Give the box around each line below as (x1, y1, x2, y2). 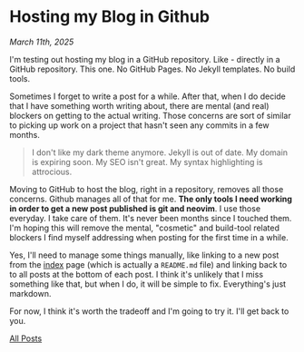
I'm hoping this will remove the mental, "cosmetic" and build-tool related (9, 222, 279, 233)
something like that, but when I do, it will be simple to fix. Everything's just (9, 279, 287, 289)
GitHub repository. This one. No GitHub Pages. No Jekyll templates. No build (9, 64, 296, 74)
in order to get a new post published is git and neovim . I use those (9, 202, 261, 214)
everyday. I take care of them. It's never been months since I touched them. (9, 212, 292, 223)
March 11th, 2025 (9, 36, 74, 47)
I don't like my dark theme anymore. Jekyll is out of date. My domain (31, 147, 289, 158)
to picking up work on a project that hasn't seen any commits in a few (9, 120, 270, 131)
